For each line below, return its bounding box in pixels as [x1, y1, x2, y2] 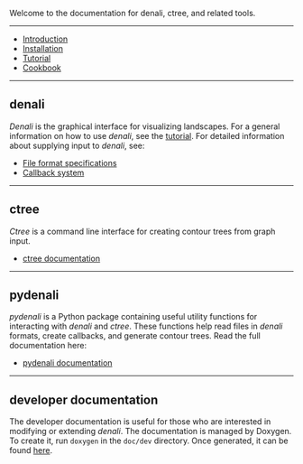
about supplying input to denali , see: [9, 140, 145, 151]
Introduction [22, 33, 69, 44]
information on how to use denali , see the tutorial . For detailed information [9, 130, 285, 141]
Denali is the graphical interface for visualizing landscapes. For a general [9, 121, 280, 132]
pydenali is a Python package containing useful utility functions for [9, 311, 258, 322]
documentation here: [9, 340, 87, 351]
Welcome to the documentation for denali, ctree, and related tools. [9, 8, 256, 18]
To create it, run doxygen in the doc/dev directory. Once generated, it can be [9, 435, 289, 446]
